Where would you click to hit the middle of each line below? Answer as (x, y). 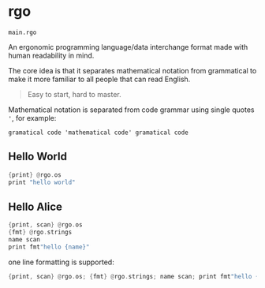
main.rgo (22, 32)
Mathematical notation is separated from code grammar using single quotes (131, 110)
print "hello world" (42, 182)
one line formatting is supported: (61, 262)
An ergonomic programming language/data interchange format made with (128, 47)
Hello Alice (35, 206)
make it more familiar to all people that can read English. (99, 79)
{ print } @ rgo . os (35, 175)
